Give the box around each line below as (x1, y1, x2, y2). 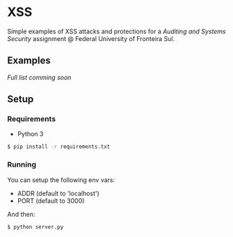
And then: (7, 210, 35, 218)
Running (7, 160, 37, 170)
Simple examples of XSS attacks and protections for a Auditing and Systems (7, 27, 226, 35)
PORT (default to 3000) (17, 196, 85, 205)
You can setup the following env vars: (7, 175, 115, 184)
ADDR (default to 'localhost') (17, 189, 99, 197)
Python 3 (17, 130, 44, 138)
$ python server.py (7, 223, 64, 230)
